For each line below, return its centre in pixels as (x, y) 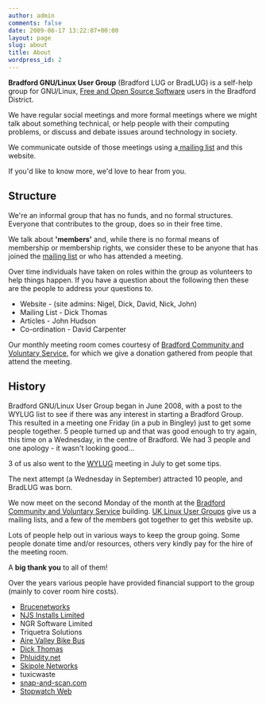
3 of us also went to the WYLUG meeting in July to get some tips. (115, 463)
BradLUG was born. (40, 487)
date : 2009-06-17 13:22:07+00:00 (64, 30)
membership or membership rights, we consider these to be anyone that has (133, 247)
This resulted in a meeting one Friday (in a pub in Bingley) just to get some (130, 422)
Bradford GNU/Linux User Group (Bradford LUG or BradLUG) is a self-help (130, 82)
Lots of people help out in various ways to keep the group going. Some (124, 535)
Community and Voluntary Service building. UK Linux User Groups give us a (132, 511)
